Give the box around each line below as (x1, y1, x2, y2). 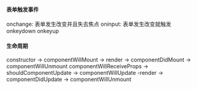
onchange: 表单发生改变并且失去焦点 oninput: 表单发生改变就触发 (6, 20, 172, 28)
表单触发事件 (6, 6, 39, 13)
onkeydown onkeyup (6, 28, 60, 35)
